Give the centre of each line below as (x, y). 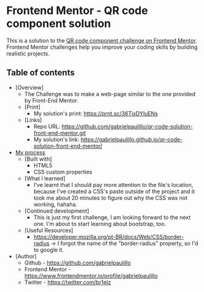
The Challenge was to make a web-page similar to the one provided (110, 94)
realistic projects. (28, 53)
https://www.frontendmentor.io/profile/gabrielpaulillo (91, 276)
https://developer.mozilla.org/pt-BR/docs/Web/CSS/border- (109, 236)
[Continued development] (57, 211)
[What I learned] (45, 178)
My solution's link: (56, 139)
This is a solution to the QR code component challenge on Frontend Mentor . (102, 40)
